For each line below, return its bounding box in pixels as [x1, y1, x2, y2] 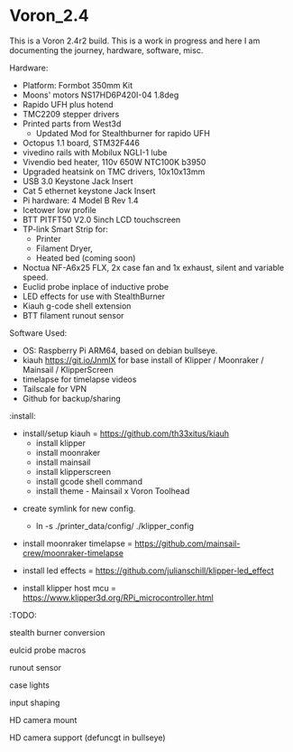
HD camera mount [9, 714, 78, 725]
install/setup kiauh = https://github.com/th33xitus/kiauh [22, 428, 230, 439]
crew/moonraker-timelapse [22, 547, 124, 558]
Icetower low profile [22, 204, 96, 215]
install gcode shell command [35, 476, 142, 487]
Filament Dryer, [35, 243, 93, 254]
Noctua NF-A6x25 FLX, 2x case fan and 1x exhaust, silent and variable [22, 262, 285, 273]
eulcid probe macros [9, 645, 87, 655]
